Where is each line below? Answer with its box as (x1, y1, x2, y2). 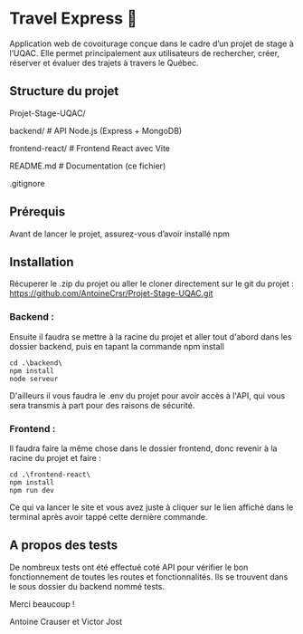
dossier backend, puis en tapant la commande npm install (9, 341, 224, 351)
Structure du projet (9, 83, 119, 99)
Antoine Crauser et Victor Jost (9, 616, 123, 627)
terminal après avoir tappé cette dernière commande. (9, 511, 208, 522)
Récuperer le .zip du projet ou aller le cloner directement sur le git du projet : (9, 278, 294, 289)
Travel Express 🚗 (9, 8, 137, 29)
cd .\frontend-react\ (9, 470, 91, 479)
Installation (9, 254, 74, 270)
